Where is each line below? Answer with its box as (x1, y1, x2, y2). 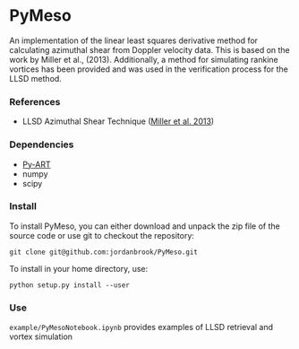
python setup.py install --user (9, 280, 130, 290)
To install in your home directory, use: (9, 263, 149, 274)
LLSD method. (9, 73, 63, 83)
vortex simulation (9, 331, 73, 342)
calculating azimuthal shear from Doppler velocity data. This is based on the (9, 44, 291, 55)
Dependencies (9, 138, 74, 151)
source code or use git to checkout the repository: (9, 230, 195, 240)
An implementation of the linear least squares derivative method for (9, 35, 258, 46)
